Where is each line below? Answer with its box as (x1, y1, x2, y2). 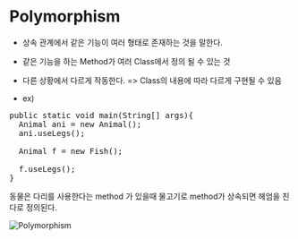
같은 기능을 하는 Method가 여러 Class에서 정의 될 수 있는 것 (21, 55, 231, 66)
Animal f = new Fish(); (18, 146, 123, 156)
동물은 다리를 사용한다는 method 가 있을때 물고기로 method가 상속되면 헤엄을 (9, 191, 280, 201)
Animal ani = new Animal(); (18, 119, 142, 129)
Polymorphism (9, 6, 121, 27)
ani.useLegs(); (18, 128, 85, 138)
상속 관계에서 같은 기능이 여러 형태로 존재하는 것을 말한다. (21, 37, 224, 47)
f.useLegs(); (18, 164, 76, 174)
